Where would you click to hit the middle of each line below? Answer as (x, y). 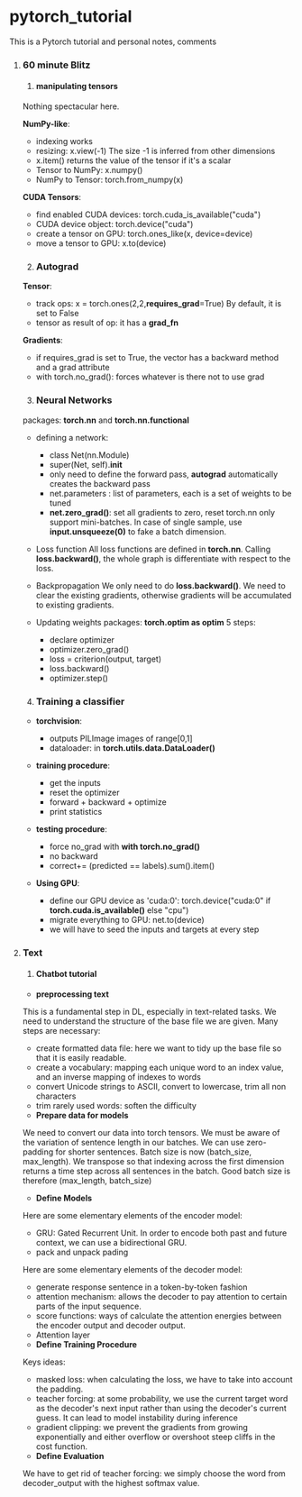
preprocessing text (73, 994)
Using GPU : (58, 883)
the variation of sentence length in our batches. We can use (133, 1143)
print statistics (76, 811)
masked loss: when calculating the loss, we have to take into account (164, 1380)
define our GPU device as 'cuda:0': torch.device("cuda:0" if (160, 900)
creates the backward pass (100, 483)
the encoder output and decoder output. (111, 1326)
